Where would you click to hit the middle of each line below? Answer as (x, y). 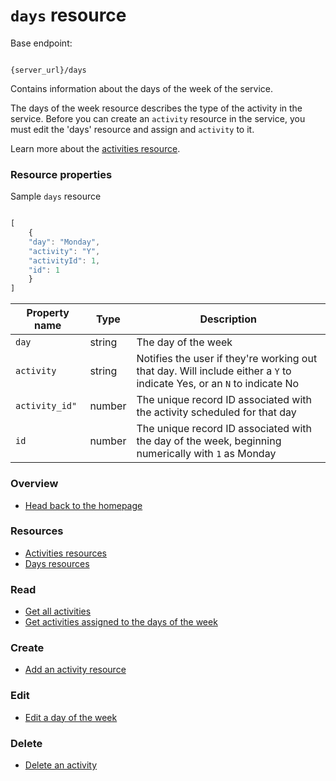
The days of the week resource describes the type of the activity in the (156, 108)
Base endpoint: (41, 43)
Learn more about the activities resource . (95, 148)
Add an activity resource (75, 670)
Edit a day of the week (71, 717)
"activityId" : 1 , (64, 260)
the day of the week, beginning (209, 441)
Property (48, 313)
